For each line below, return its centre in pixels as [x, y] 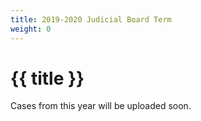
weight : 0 [31, 29]
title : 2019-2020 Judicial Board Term [91, 19]
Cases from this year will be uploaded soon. [101, 106]
